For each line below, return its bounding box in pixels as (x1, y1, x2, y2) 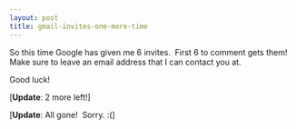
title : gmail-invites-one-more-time (9, 22, 148, 31)
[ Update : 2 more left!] (9, 92, 91, 103)
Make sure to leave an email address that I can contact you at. (9, 56, 242, 67)
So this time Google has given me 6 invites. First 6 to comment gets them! (9, 46, 288, 57)
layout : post (9, 13, 59, 23)
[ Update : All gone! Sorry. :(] (9, 109, 115, 120)
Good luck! (9, 74, 51, 84)
